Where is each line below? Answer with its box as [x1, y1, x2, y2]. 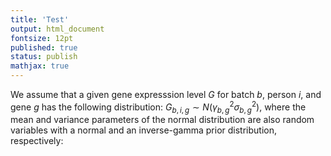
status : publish [10, 52, 78, 62]
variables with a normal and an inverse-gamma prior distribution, [10, 124, 278, 136]
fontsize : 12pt [10, 33, 74, 43]
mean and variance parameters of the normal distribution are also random [10, 114, 315, 126]
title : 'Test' [10, 14, 70, 25]
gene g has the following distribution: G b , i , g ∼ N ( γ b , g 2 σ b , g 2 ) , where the [10, 99, 307, 115]
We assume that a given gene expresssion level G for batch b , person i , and [10, 89, 322, 100]
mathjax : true [10, 61, 70, 71]
